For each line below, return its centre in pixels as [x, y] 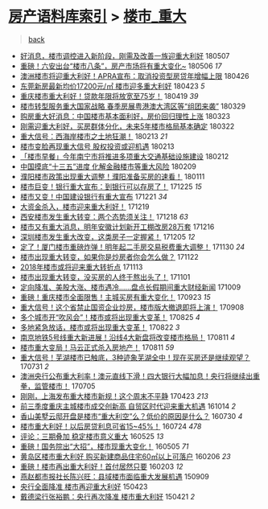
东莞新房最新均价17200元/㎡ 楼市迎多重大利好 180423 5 [112, 86]
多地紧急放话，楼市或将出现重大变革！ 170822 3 [100, 327]
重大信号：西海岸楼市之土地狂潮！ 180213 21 [93, 136]
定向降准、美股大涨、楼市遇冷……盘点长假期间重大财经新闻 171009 [130, 287]
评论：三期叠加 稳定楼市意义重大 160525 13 [92, 436]
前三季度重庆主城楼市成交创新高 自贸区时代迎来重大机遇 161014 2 [128, 406]
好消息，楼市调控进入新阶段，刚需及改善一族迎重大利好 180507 [125, 55]
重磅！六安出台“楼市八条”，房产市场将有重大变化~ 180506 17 [121, 66]
